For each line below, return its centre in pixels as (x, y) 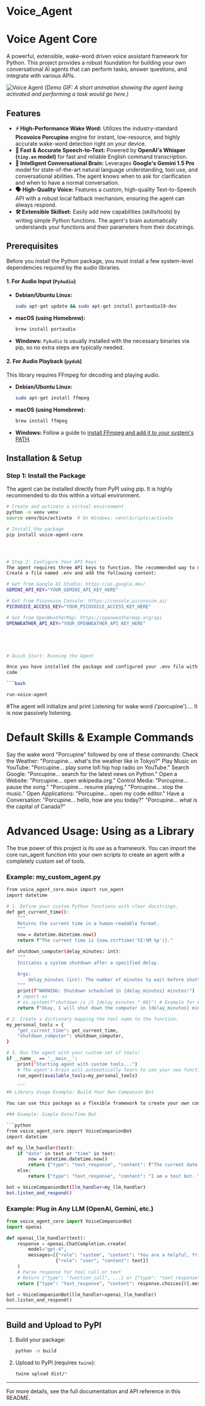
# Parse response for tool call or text (69, 1272)
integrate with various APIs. (41, 76)
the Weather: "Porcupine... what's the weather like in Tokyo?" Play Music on (102, 761)
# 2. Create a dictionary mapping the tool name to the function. (92, 1019)
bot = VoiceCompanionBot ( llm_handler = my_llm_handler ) (76, 1187)
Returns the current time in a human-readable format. (88, 923)
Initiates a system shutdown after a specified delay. (88, 963)
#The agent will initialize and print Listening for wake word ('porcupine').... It (102, 706)
